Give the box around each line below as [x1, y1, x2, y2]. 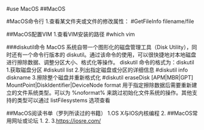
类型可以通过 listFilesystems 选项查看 [16, 97, 111, 104]
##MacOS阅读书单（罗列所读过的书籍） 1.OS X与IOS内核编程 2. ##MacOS [6, 109, 193, 117]
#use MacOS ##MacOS [6, 5, 66, 12]
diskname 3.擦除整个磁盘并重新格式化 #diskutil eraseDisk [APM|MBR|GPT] [6, 74, 194, 81]
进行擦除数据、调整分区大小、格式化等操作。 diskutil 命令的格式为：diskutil [6, 59, 195, 66]
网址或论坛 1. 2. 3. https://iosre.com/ [11, 117, 102, 124]
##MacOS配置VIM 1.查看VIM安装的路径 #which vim [6, 30, 135, 38]
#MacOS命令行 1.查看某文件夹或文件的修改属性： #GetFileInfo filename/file [6, 18, 194, 25]
